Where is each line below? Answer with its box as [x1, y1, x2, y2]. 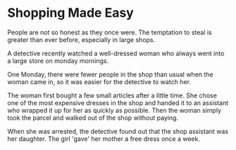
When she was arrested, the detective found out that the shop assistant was [7, 127, 229, 135]
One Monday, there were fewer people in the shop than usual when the [7, 70, 213, 79]
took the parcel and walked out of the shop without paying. [7, 114, 178, 122]
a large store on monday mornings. [7, 56, 109, 64]
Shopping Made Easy [7, 5, 134, 21]
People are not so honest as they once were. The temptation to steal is [7, 28, 213, 36]
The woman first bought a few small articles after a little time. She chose [7, 91, 217, 100]
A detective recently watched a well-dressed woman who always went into [7, 49, 225, 57]
